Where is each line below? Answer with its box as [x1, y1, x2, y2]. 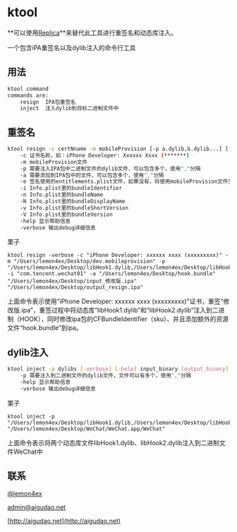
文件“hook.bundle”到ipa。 [7, 324, 83, 332]
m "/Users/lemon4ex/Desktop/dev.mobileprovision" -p [7, 258, 166, 265]
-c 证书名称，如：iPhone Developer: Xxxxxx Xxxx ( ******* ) [20, 152, 190, 159]
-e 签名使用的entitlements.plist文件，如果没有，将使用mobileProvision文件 [20, 178, 229, 186]
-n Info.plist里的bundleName [20, 191, 104, 198]
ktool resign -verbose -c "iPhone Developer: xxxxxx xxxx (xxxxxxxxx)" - [7, 252, 229, 259]
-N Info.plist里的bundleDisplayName [20, 198, 126, 205]
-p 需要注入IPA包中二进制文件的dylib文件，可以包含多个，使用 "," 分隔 [20, 165, 201, 172]
